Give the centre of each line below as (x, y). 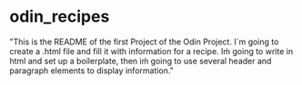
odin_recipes (60, 17)
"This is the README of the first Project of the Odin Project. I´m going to (144, 42)
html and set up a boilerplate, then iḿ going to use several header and (141, 61)
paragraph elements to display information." (92, 71)
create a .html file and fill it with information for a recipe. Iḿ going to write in (151, 51)
